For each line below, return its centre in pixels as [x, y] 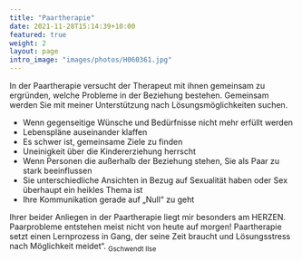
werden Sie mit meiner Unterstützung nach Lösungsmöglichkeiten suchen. [149, 105]
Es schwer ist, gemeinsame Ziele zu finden [102, 142]
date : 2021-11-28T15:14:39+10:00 [73, 26]
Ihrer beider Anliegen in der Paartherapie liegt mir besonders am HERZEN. [147, 217]
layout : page [34, 52]
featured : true [38, 34]
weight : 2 [28, 43]
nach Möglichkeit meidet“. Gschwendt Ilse [83, 247]
